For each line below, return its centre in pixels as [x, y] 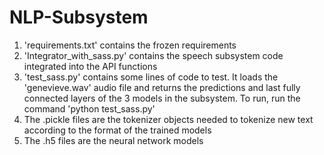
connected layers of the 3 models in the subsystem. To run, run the [162, 98]
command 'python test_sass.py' [89, 108]
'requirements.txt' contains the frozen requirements [130, 45]
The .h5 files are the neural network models [113, 140]
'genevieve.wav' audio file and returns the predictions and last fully [162, 87]
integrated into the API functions [90, 66]
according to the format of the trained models [117, 130]
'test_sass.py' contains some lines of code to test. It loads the [151, 77]
